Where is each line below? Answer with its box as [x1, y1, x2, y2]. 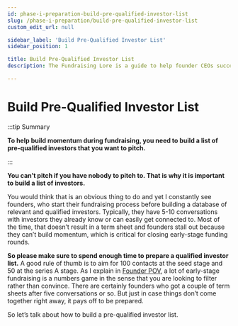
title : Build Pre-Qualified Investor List [7, 56, 135, 63]
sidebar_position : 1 [7, 43, 69, 50]
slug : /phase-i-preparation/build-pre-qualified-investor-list [7, 17, 198, 24]
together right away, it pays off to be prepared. [7, 296, 144, 305]
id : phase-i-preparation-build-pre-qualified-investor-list [7, 10, 189, 18]
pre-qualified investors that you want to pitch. [7, 143, 146, 152]
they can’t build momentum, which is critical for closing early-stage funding [7, 230, 228, 238]
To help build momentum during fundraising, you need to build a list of [7, 136, 218, 145]
